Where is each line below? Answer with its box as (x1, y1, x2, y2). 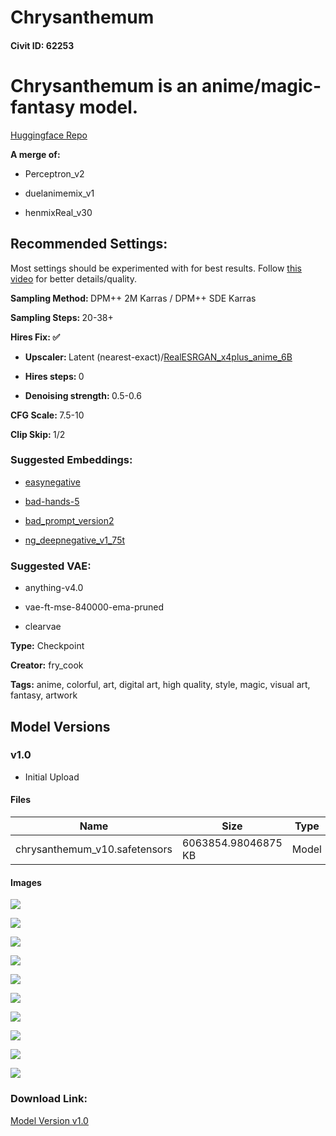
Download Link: (10, 1092, 88, 1106)
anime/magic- (201, 74, 322, 97)
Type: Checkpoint (10, 640, 85, 652)
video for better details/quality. (10, 272, 137, 285)
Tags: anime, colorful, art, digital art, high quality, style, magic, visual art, (10, 679, 311, 691)
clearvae (24, 621, 62, 633)
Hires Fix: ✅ (10, 331, 61, 343)
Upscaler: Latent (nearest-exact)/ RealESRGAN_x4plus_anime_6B (24, 351, 293, 363)
